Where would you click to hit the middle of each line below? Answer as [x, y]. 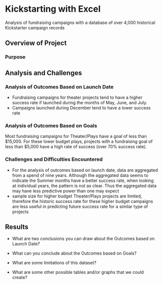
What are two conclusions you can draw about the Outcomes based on [83, 239]
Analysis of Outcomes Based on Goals [51, 126]
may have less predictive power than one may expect [65, 191]
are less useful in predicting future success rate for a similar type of [80, 206]
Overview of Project [36, 43]
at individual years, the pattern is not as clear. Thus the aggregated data [84, 186]
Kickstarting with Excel [53, 9]
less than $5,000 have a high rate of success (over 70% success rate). [76, 147]
